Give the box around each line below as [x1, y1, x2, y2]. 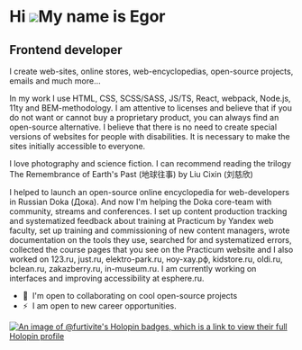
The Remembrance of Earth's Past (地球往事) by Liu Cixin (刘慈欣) [9, 169, 254, 179]
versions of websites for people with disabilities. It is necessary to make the [9, 131, 290, 141]
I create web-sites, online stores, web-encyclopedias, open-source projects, [9, 66, 294, 76]
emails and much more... [9, 76, 101, 86]
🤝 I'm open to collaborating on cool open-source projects [22, 291, 238, 301]
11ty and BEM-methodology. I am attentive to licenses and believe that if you [9, 103, 293, 113]
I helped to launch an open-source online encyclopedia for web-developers [9, 187, 290, 197]
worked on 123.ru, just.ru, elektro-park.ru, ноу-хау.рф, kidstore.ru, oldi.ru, [9, 254, 283, 265]
